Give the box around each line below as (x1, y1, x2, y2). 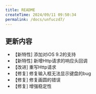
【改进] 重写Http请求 (12, 64, 57, 70)
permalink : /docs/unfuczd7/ (5, 17, 65, 22)
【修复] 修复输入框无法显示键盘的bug (12, 71, 91, 77)
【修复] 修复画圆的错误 (12, 77, 61, 83)
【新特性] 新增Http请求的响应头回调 (12, 58, 88, 64)
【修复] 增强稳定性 (12, 83, 52, 89)
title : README (5, 7, 36, 13)
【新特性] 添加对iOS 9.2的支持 (12, 51, 76, 57)
